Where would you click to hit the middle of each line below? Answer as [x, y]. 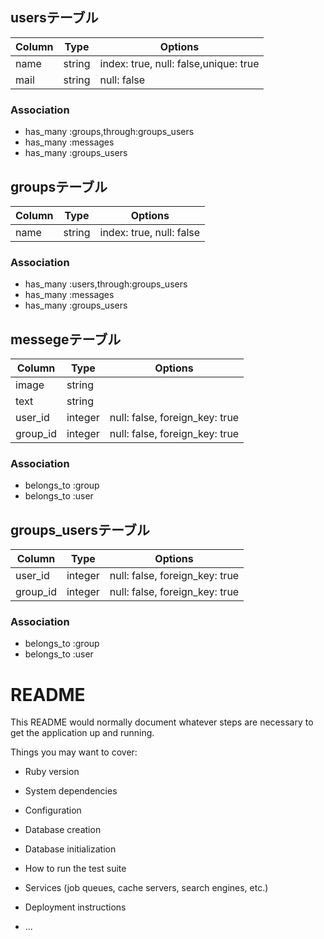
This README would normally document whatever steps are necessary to [162, 722]
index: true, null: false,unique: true [179, 63]
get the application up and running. [82, 733]
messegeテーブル [66, 339]
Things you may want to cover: [74, 752]
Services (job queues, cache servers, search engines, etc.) [146, 888]
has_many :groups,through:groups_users [109, 132]
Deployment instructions [75, 907]
